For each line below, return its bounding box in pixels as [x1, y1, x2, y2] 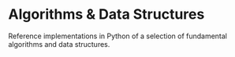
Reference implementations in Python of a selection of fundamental [8, 31, 227, 41]
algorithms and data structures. [8, 39, 110, 48]
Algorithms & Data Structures [8, 5, 205, 23]
